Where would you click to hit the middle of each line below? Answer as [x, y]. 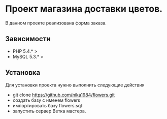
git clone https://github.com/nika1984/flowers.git [64, 95]
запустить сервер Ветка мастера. [49, 111]
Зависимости [28, 39]
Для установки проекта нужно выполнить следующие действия [75, 85]
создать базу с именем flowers [46, 100]
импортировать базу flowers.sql [47, 105]
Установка [23, 72]
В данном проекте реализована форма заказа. [56, 23]
